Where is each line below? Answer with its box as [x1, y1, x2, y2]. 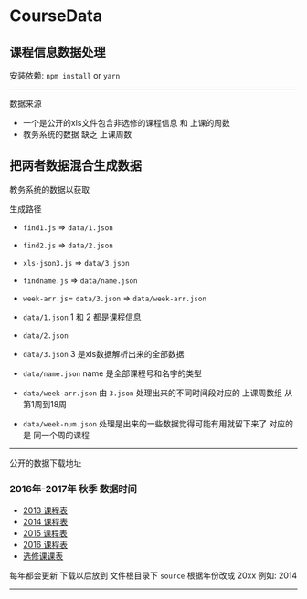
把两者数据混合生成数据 [9, 158, 142, 173]
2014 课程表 [22, 517, 69, 528]
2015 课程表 [22, 528, 69, 539]
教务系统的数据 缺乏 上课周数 [22, 129, 132, 140]
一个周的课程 [40, 429, 90, 440]
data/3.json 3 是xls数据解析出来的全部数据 [22, 348, 185, 359]
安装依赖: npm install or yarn [9, 70, 121, 80]
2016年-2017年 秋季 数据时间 [9, 482, 137, 495]
